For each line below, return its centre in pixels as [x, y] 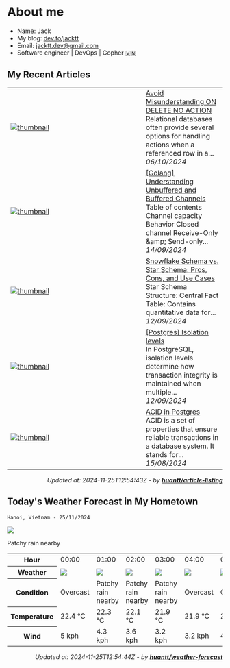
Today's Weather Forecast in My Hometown [103, 502]
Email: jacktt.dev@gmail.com [58, 45]
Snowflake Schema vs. [182, 261]
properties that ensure [182, 429]
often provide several [180, 127]
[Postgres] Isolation [177, 332]
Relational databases [179, 119]
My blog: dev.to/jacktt [48, 38]
